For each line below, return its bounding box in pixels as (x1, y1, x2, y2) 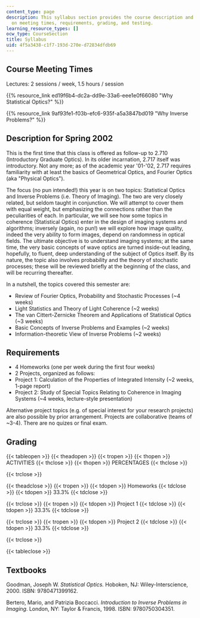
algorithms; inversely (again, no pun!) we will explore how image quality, (6, 224, 184, 232)
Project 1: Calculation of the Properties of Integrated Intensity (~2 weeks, (14, 376, 194, 383)
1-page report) (14, 382, 51, 389)
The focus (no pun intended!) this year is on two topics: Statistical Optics (6, 186, 185, 193)
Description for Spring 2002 (6, 133, 113, 144)
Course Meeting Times (6, 64, 93, 75)
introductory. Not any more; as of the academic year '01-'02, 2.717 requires (6, 162, 191, 169)
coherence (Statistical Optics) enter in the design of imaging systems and (6, 218, 187, 225)
